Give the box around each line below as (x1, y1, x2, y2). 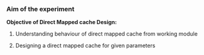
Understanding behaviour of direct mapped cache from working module (15, 30, 198, 37)
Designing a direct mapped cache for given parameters (15, 42, 155, 50)
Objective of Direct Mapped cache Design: (6, 19, 117, 26)
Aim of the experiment (6, 5, 75, 13)
